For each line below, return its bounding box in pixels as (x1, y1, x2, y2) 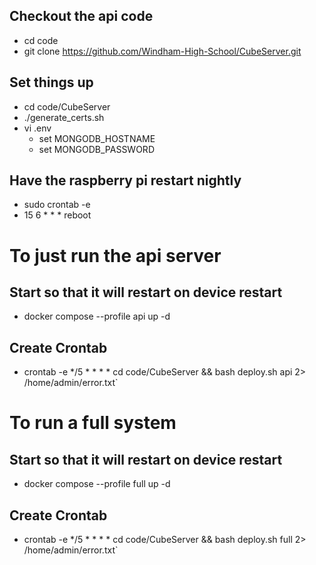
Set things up (9, 74, 94, 91)
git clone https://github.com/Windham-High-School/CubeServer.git (23, 45, 302, 57)
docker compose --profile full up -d (23, 478, 171, 490)
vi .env (23, 122, 52, 134)
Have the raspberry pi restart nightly (9, 172, 242, 189)
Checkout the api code (9, 8, 154, 25)
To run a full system (9, 412, 177, 434)
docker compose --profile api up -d (23, 310, 171, 323)
